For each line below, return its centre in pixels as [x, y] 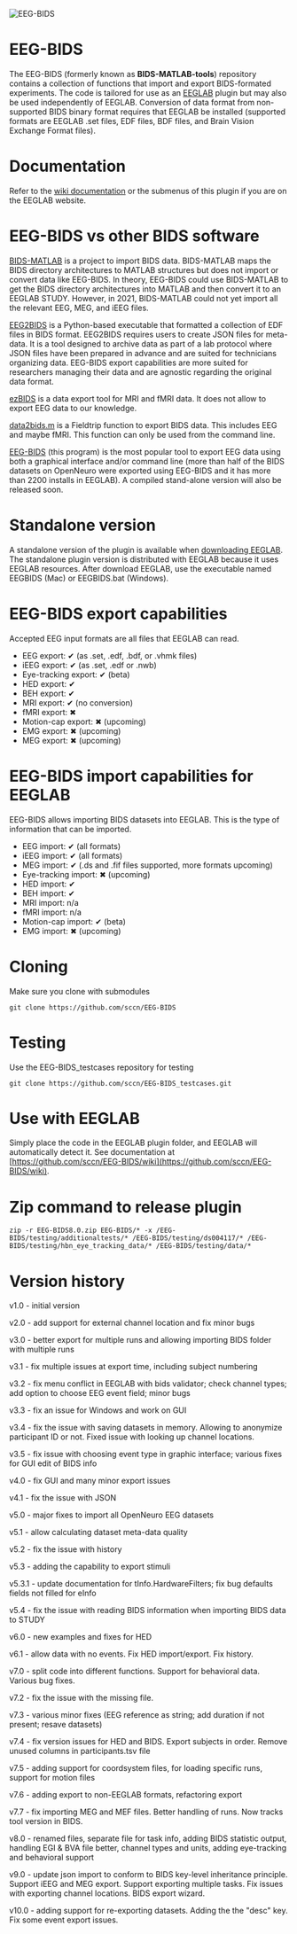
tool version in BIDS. [46, 1821]
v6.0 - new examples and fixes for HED [81, 1637]
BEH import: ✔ [48, 893]
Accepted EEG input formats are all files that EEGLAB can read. [124, 638]
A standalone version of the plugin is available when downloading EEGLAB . [146, 550]
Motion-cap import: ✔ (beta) [74, 921]
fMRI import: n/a [52, 912]
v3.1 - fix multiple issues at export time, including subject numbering [134, 1367]
